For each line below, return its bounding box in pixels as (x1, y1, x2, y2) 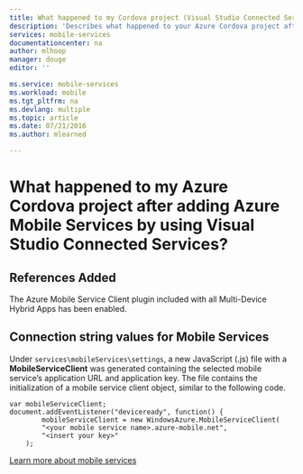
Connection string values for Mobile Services (9, 330, 270, 345)
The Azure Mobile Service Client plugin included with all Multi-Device (9, 294, 268, 305)
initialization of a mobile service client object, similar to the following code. (9, 382, 286, 393)
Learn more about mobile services (9, 454, 137, 465)
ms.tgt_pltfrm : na (9, 96, 78, 105)
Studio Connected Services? (9, 234, 228, 255)
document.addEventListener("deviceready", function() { (9, 407, 224, 416)
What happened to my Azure (9, 177, 228, 197)
